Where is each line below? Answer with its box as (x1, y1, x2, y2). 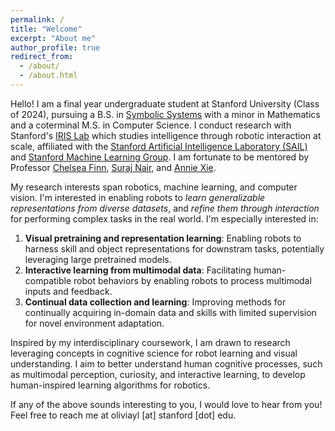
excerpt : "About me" (10, 33, 97, 43)
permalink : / (10, 14, 65, 25)
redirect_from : (10, 52, 74, 62)
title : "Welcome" (10, 24, 83, 34)
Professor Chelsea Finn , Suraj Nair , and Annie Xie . (10, 161, 217, 173)
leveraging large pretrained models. (24, 253, 172, 265)
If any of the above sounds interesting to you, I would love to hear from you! (10, 398, 323, 410)
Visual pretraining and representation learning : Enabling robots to (24, 232, 302, 244)
